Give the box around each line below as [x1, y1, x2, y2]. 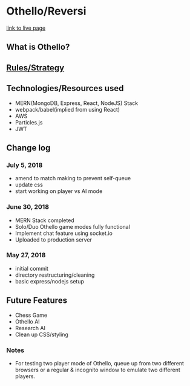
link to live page [6, 24, 46, 32]
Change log [6, 143, 51, 153]
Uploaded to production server [15, 235, 93, 243]
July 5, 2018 [6, 161, 43, 169]
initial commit [15, 265, 48, 272]
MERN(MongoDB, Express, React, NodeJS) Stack [15, 99, 139, 107]
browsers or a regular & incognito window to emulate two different [15, 366, 180, 373]
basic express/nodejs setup [15, 277, 85, 285]
